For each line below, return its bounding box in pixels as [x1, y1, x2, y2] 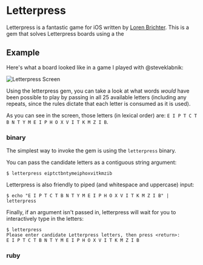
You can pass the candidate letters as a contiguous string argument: [6, 159, 177, 166]
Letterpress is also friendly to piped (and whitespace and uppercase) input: [6, 181, 195, 188]
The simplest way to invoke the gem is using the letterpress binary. [6, 147, 177, 154]
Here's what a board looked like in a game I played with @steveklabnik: [6, 64, 184, 71]
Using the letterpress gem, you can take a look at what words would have [6, 87, 190, 94]
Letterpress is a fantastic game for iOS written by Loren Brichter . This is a [6, 24, 190, 31]
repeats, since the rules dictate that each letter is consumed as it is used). [6, 100, 191, 107]
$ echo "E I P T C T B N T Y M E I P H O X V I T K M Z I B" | [6, 193, 170, 199]
